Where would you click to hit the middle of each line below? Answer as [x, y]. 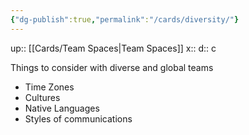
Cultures [42, 97]
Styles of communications [78, 118]
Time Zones [49, 87]
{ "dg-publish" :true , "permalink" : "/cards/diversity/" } [125, 19]
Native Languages [62, 108]
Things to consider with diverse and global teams [112, 67]
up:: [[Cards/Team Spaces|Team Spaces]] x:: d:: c [113, 48]
